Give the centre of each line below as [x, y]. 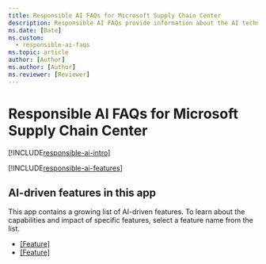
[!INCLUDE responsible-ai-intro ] [59, 152]
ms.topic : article [38, 52]
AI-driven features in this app [82, 192]
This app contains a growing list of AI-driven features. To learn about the [127, 212]
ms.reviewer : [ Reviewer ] [49, 75]
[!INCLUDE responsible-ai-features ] [65, 168]
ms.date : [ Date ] [35, 30]
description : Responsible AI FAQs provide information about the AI [123, 23]
